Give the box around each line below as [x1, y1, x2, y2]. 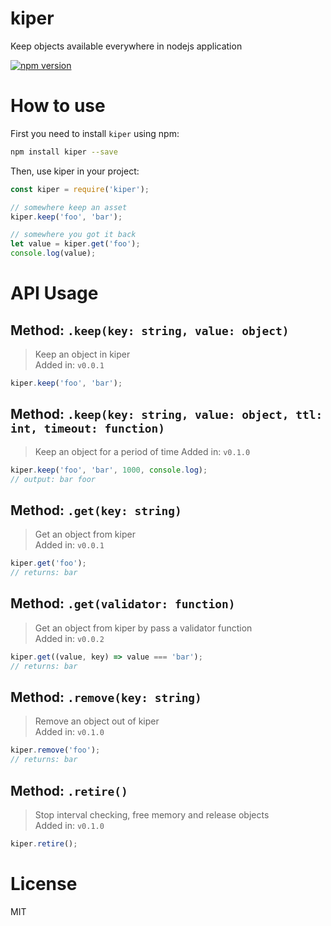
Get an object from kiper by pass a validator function [34, 622, 253, 634]
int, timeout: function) [10, 422, 166, 436]
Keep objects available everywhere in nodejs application [10, 40, 243, 52]
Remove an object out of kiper [34, 715, 160, 727]
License [10, 873, 78, 895]
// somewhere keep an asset [10, 202, 128, 212]
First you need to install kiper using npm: [10, 127, 180, 139]
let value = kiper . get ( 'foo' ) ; [10, 239, 141, 249]
